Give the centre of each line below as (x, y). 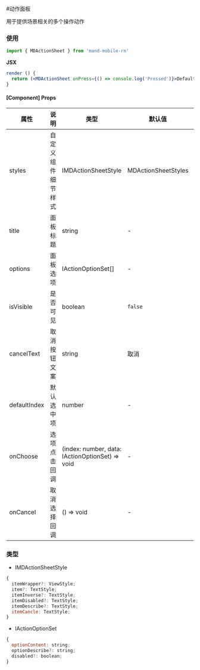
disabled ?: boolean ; (37, 656)
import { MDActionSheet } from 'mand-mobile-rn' (68, 51)
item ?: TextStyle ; (35, 590)
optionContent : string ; (41, 645)
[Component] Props (31, 98)
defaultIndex (27, 405)
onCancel (23, 512)
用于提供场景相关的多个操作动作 (45, 21)
